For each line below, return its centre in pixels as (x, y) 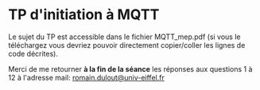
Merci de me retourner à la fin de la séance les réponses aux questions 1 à (130, 68)
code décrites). (33, 53)
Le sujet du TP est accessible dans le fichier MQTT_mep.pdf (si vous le (124, 37)
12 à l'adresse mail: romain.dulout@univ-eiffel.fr (86, 77)
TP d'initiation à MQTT (84, 15)
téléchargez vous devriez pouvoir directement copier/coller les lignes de (127, 45)
